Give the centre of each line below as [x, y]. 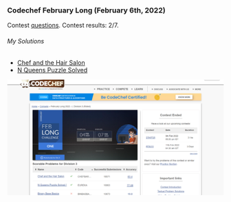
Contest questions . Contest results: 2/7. [63, 26]
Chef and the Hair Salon [51, 62]
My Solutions [26, 41]
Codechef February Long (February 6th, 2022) [87, 10]
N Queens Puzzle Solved [52, 70]
